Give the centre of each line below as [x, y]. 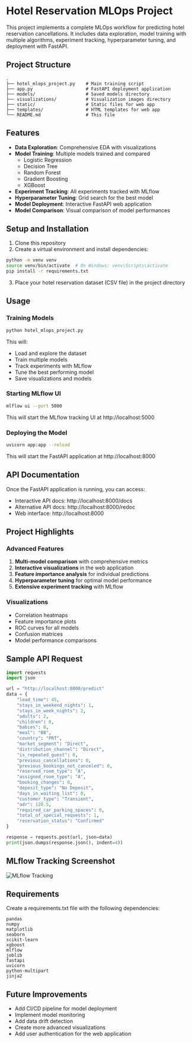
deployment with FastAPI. [37, 46]
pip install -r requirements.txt [47, 271]
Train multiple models [41, 359]
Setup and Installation [47, 228]
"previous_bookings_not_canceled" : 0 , [65, 766]
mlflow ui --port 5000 [34, 406]
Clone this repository [40, 243]
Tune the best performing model [54, 372]
